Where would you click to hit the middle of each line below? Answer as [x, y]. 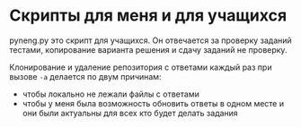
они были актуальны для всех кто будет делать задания [130, 113]
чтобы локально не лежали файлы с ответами [111, 94]
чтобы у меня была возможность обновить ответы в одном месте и [153, 103]
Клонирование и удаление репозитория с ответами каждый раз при [141, 67]
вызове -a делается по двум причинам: [85, 76]
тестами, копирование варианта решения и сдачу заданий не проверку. [148, 49]
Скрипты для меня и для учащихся [148, 16]
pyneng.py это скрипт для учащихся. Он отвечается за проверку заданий [150, 40]
